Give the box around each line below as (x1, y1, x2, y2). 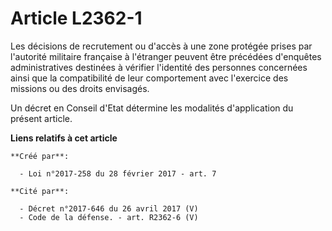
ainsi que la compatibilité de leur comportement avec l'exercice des (10, 72, 289, 84)
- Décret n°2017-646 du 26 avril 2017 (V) (19, 203, 199, 214)
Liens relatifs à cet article (10, 132, 118, 144)
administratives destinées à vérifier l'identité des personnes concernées (10, 61, 308, 73)
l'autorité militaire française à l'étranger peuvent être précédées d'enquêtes (10, 50, 322, 62)
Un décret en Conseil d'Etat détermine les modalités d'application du (10, 102, 294, 114)
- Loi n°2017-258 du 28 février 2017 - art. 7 (19, 168, 217, 179)
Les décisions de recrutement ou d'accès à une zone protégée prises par (10, 40, 313, 52)
